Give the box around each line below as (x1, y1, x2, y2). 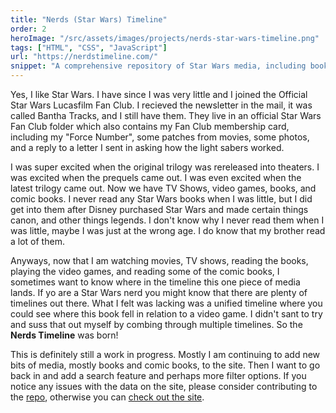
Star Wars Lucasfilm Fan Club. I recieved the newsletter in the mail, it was (10, 99, 313, 111)
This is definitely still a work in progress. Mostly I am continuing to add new (10, 349, 321, 360)
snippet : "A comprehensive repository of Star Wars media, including (10, 61, 307, 71)
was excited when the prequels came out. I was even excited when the (10, 172, 302, 183)
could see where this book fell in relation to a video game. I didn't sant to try (10, 308, 323, 320)
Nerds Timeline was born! (10, 329, 119, 341)
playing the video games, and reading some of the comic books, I (10, 266, 280, 277)
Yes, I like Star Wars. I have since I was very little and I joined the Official (10, 89, 308, 100)
